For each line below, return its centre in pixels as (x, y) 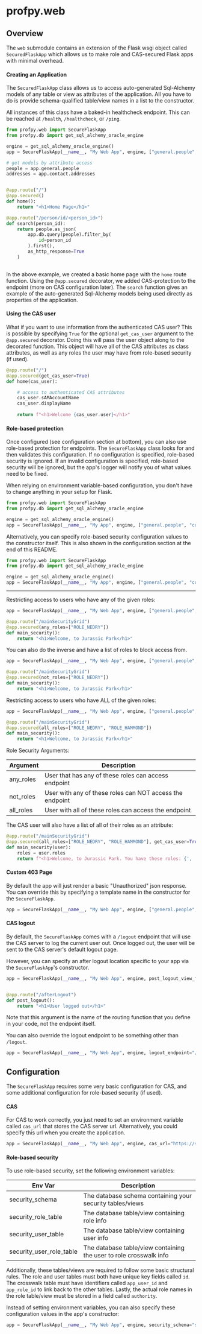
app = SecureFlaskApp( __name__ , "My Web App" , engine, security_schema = (99, 1325)
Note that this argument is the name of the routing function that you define (98, 1017)
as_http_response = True (56, 251)
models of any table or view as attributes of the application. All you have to (99, 94)
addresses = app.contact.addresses (51, 174)
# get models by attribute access (50, 163)
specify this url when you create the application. (66, 1133)
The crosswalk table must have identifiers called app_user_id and (87, 1283)
